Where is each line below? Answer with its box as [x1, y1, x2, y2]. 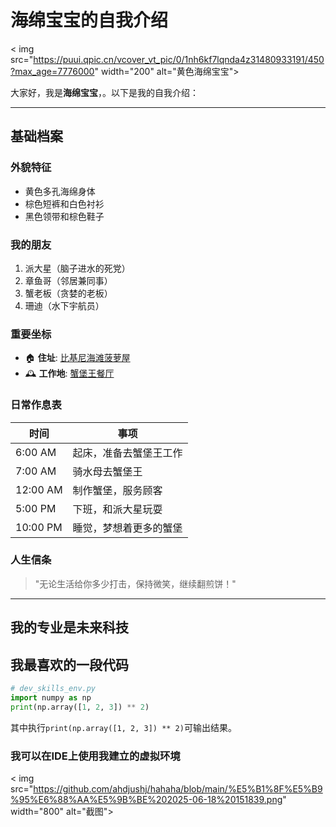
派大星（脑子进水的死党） [24, 262, 131, 274]
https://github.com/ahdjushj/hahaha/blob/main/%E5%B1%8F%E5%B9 [33, 782, 323, 795]
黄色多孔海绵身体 [24, 185, 96, 197]
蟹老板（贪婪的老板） [24, 287, 113, 299]
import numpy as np [10, 692, 92, 703]
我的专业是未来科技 [10, 619, 129, 636]
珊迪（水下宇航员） [24, 299, 105, 311]
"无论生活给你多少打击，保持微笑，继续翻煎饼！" [34, 577, 237, 590]
